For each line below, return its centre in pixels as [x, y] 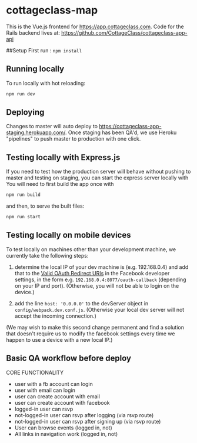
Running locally [35, 69]
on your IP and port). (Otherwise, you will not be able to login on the [97, 285]
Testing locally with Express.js [63, 157]
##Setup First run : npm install [44, 50]
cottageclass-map [52, 10]
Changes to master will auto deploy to [52, 126]
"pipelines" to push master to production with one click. [74, 139]
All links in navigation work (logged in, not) [66, 434]
